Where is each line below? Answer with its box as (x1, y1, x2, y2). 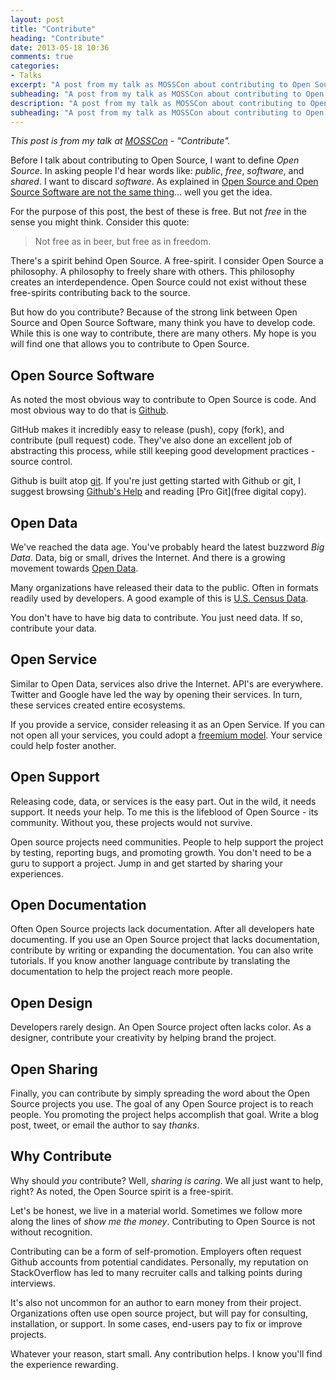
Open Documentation (10, 897, 147, 914)
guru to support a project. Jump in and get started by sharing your (10, 857, 284, 869)
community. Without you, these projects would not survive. (10, 816, 253, 828)
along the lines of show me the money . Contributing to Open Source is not (10, 1215, 316, 1227)
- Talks (10, 71, 43, 81)
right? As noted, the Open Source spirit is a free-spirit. (10, 1185, 234, 1197)
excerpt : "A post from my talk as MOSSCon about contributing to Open (10, 80, 311, 90)
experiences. (10, 867, 65, 880)
